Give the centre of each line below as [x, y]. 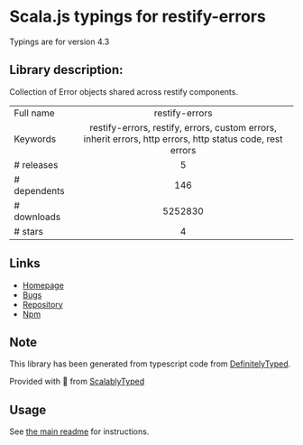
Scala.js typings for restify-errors [138, 17]
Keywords [35, 139]
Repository [42, 304]
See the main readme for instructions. [79, 431]
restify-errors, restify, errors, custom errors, [184, 127]
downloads [37, 217]
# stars [28, 231]
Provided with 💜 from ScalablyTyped [77, 382]
